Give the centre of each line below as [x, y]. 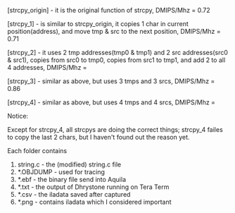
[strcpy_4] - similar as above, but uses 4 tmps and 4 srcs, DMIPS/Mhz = [112, 102]
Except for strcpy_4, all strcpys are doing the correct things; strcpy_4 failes [115, 129]
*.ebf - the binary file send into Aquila [72, 179]
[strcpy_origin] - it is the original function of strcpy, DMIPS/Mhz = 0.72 [109, 10]
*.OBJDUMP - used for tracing [61, 172]
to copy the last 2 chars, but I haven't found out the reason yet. [99, 137]
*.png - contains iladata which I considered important [94, 202]
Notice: [18, 116]
